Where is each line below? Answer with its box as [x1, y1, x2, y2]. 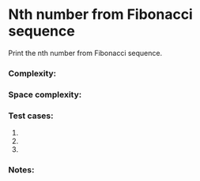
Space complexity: [8, 89, 82, 100]
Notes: [8, 164, 35, 175]
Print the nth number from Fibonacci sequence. [8, 48, 163, 57]
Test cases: [8, 110, 54, 121]
